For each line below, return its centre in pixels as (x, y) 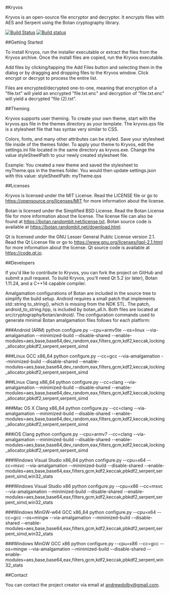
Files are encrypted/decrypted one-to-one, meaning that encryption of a (81, 88)
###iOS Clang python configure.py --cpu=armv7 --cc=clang (69, 434)
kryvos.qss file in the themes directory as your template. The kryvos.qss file (84, 124)
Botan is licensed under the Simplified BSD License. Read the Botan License (85, 211)
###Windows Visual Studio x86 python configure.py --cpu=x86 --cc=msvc (84, 486)
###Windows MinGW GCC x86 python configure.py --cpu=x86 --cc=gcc (82, 543)
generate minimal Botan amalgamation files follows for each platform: (78, 320)
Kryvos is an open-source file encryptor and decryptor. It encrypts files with (85, 17)
